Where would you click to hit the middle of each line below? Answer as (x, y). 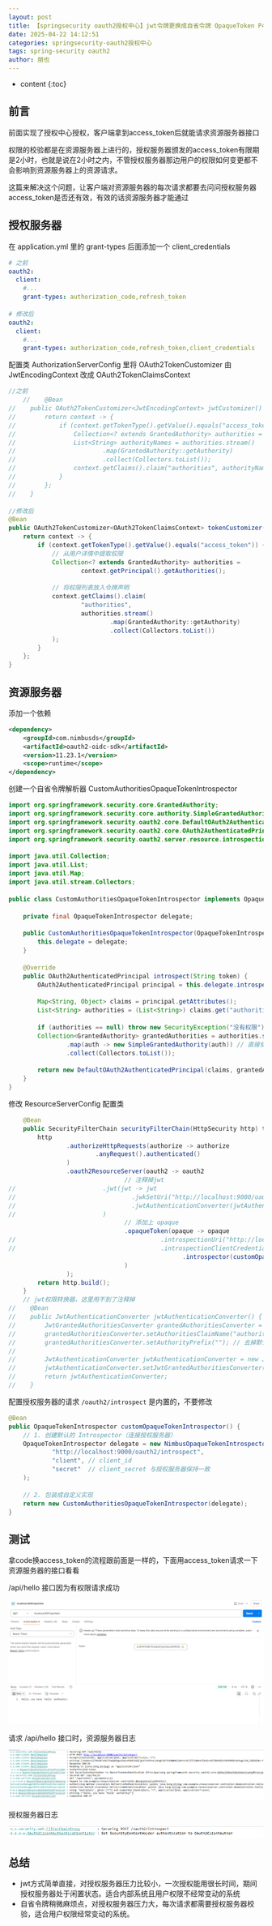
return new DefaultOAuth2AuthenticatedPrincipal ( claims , (135, 1070)
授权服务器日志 (33, 1814)
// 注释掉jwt (144, 1180)
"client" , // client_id (91, 1461)
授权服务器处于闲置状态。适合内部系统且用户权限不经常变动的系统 (130, 1894)
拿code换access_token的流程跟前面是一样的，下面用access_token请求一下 (133, 1560)
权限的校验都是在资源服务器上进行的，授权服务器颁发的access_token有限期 (134, 149)
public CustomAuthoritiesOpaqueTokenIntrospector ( (110, 933)
